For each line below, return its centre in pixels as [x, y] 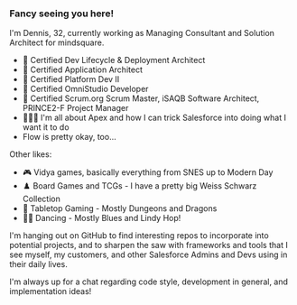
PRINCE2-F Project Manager [75, 108]
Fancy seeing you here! [62, 14]
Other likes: [31, 154]
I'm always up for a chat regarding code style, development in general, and [149, 282]
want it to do [46, 127]
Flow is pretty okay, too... [70, 137]
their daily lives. [38, 264]
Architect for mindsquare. [57, 42]
